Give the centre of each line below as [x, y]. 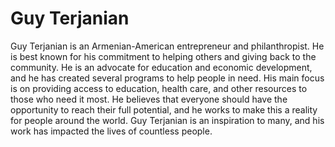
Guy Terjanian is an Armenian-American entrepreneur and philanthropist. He [167, 46]
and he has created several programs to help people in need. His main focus [167, 78]
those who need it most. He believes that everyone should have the [149, 99]
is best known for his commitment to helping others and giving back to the [163, 56]
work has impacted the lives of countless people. [111, 131]
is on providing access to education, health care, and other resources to [159, 88]
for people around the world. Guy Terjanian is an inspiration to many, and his [167, 120]
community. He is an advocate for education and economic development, [161, 67]
